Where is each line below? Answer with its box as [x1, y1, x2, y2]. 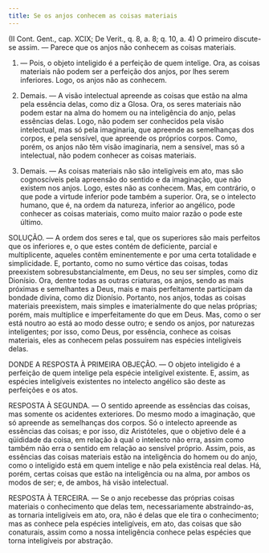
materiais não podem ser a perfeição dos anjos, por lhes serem [19, 66, 230, 76]
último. [19, 217, 43, 227]
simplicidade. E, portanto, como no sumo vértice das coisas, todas [8, 258, 229, 268]
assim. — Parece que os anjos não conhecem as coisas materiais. [18, 42, 237, 52]
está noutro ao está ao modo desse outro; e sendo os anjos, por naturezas [8, 318, 255, 328]
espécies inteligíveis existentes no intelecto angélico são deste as [8, 376, 226, 386]
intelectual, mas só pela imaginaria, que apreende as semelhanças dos [19, 125, 255, 134]
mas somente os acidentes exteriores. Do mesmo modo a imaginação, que [8, 409, 255, 419]
